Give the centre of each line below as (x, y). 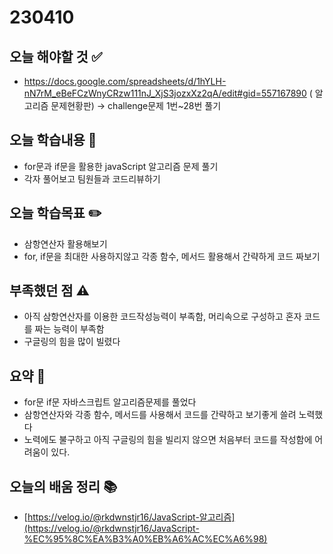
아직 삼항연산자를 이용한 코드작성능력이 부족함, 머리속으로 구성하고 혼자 (162, 317)
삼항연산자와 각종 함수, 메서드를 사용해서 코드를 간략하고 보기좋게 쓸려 (160, 415)
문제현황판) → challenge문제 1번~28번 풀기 (136, 105)
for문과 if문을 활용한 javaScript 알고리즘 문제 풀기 (121, 166)
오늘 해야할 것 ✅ (56, 56)
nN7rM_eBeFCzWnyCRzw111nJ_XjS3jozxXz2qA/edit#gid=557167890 (165, 93)
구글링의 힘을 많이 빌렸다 (72, 342)
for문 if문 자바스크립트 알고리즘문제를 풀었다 (110, 402)
